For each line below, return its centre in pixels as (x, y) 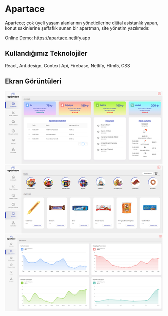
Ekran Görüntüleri (33, 82)
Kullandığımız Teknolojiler (46, 53)
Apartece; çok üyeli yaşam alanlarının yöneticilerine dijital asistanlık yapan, (82, 23)
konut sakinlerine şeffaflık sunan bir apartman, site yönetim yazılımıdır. (77, 28)
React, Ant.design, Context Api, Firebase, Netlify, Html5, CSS (68, 65)
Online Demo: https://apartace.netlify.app (48, 38)
